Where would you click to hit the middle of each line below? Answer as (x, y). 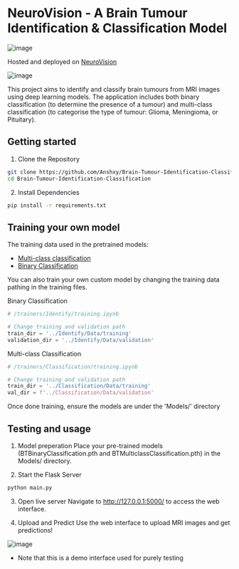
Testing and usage (49, 429)
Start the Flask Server (49, 475)
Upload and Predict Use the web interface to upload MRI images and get (124, 522)
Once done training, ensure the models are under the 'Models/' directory (114, 406)
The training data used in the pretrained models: (78, 245)
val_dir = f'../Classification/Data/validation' (81, 393)
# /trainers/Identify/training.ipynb (63, 314)
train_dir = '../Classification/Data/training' (79, 386)
